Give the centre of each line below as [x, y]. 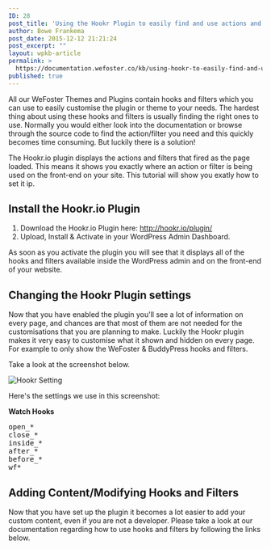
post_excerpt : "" [38, 46]
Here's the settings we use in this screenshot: [84, 396]
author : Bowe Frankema [46, 31]
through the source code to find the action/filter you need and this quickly [131, 133]
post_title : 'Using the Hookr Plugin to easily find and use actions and [135, 23]
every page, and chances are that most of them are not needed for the [125, 323]
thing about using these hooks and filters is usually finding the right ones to [134, 116]
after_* [23, 451]
